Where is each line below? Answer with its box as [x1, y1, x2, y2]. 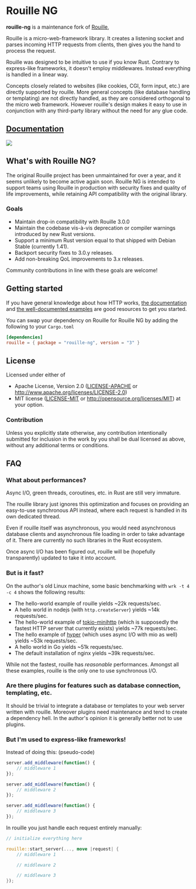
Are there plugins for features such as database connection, [6, 682, 181, 690]
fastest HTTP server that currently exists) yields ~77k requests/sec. [14, 624, 178, 632]
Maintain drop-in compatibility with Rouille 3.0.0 [14, 218, 130, 225]
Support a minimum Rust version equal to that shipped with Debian [14, 237, 176, 244]
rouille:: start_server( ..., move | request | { [6, 846, 119, 852]
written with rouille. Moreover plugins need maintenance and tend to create [6, 708, 188, 715]
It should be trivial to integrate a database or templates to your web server [6, 702, 185, 709]
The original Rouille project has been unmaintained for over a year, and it [6, 171, 181, 179]
